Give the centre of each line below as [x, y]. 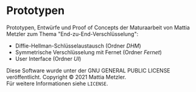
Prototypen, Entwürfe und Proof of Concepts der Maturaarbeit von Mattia [98, 27]
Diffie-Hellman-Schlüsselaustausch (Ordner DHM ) [78, 46]
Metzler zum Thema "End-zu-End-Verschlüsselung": [72, 34]
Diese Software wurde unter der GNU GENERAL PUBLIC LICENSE [88, 70]
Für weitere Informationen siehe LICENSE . [57, 83]
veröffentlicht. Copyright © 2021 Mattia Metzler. [66, 77]
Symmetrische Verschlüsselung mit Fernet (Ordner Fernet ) [89, 52]
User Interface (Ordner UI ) [48, 58]
